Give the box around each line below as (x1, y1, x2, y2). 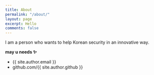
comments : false (5, 26, 39, 31)
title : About (5, 7, 32, 12)
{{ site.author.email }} (12, 59, 56, 65)
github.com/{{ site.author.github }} (12, 64, 83, 70)
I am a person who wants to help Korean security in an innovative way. (5, 39, 150, 45)
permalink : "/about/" (5, 12, 50, 17)
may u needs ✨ (5, 49, 37, 55)
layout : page (5, 16, 32, 21)
